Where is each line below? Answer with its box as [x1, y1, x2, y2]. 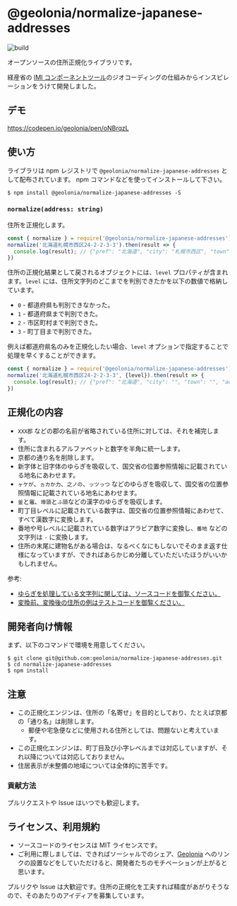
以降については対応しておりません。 [23, 753, 128, 761]
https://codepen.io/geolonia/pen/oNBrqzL [7, 124, 129, 132]
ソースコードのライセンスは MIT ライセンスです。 [17, 841, 162, 849]
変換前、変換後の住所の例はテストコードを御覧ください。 [17, 598, 185, 606]
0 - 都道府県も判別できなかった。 [17, 301, 114, 309]
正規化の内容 [7, 407, 63, 419]
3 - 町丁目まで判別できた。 [17, 327, 96, 336]
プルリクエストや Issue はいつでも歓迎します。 [7, 798, 143, 807]
